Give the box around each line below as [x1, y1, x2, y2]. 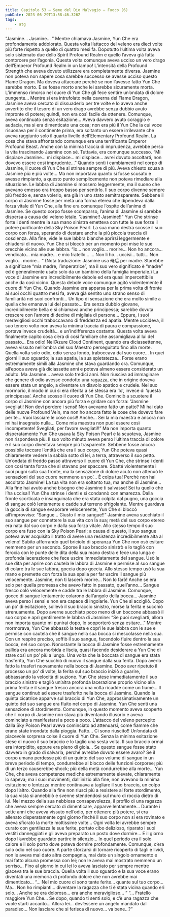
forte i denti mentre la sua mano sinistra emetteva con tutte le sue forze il [5, 219, 158, 225]
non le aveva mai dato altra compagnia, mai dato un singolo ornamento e [5, 852, 157, 858]
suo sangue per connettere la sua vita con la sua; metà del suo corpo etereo [5, 517, 165, 524]
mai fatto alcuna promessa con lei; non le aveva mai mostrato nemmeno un [5, 858, 162, 864]
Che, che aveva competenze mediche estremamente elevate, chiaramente [5, 771, 161, 777]
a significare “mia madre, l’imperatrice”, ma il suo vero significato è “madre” [5, 263, 163, 269]
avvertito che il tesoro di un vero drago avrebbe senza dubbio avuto [5, 106, 147, 112]
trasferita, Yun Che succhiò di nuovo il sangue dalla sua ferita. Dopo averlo [5, 658, 161, 664]
